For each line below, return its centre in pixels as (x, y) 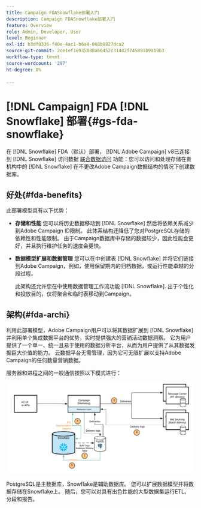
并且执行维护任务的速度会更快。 (65, 246)
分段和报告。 (22, 499)
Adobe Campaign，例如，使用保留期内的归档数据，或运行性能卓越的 (105, 266)
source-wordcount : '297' (37, 63)
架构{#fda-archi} (38, 314)
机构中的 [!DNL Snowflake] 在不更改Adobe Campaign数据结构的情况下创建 (98, 167)
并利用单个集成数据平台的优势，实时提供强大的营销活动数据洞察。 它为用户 (99, 337)
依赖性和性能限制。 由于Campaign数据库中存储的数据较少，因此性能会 (101, 238)
